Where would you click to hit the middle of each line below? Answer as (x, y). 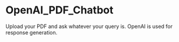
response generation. (32, 32)
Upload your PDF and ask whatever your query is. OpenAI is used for (89, 26)
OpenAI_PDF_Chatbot (59, 10)
